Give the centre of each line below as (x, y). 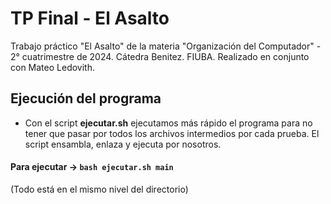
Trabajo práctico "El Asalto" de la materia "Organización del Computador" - (166, 46)
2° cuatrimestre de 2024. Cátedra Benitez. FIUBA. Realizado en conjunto (160, 56)
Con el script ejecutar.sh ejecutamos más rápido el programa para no (168, 123)
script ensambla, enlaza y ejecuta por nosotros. (123, 144)
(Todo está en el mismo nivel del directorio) (99, 189)
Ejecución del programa (86, 98)
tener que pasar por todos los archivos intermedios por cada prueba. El (172, 133)
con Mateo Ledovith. (52, 67)
